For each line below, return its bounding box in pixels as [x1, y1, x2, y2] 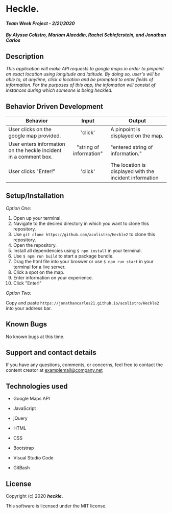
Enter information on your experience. [13, 274, 93, 280]
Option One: [6, 205, 31, 211]
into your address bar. [6, 305, 52, 311]
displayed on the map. [110, 132, 164, 139]
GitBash [13, 465, 30, 471]
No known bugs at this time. [6, 334, 65, 340]
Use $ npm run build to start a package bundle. [13, 253, 114, 259]
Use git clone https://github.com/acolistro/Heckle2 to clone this [13, 231, 155, 237]
